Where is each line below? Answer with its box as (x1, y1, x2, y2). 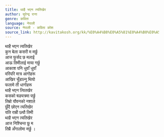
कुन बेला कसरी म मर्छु (5, 49, 38, 54)
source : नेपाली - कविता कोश (5, 25, 54, 30)
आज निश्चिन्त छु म (5, 120, 33, 126)
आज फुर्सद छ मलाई (5, 54, 35, 60)
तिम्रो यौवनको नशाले (5, 98, 36, 104)
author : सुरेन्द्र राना (5, 12, 38, 17)
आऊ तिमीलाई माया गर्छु (5, 60, 40, 66)
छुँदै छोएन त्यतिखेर (5, 104, 33, 110)
